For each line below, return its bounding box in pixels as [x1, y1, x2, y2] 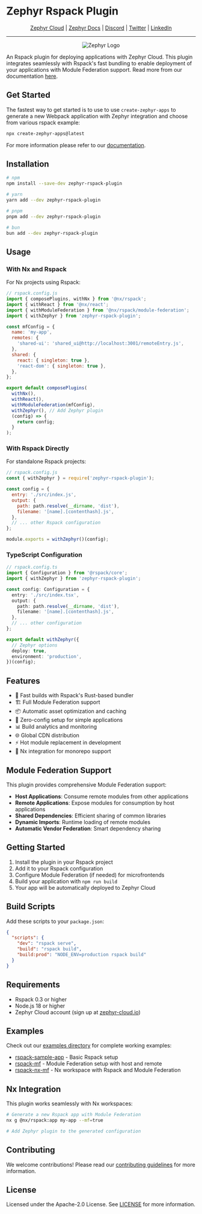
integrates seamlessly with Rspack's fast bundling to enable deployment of [6, 59, 192, 67]
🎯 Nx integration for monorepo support [14, 747, 111, 755]
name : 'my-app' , [11, 329, 52, 336]
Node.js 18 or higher [14, 1002, 66, 1009]
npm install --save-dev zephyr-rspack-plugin [6, 181, 122, 187]
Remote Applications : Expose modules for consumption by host [14, 799, 175, 807]
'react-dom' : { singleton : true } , [17, 363, 106, 369]
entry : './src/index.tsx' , [11, 592, 79, 598]
